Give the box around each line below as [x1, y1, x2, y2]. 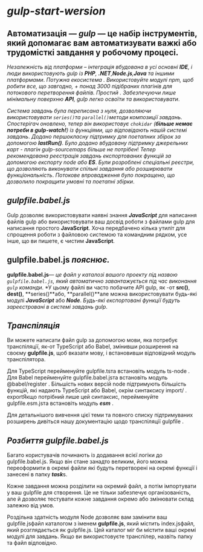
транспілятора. [7, 356, 46, 363]
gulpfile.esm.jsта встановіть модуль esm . [7, 399, 114, 407]
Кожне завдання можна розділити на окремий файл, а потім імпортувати [7, 482, 197, 490]
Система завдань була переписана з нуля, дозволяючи [7, 107, 152, 114]
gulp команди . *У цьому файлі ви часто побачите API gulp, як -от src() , [7, 283, 190, 291]
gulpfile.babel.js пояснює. [7, 255, 110, 265]
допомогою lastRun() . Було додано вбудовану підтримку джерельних [7, 139, 188, 146]
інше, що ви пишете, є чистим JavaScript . [7, 237, 115, 245]
